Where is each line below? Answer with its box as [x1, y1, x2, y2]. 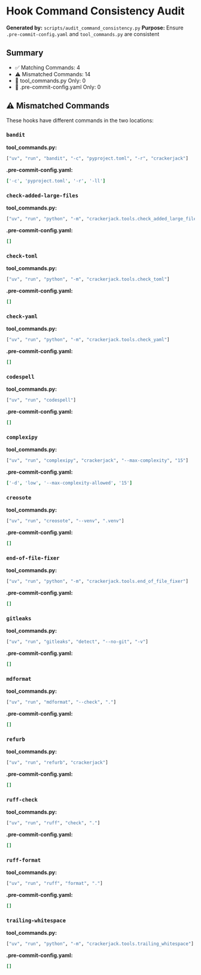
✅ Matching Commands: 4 [14, 64, 81, 71]
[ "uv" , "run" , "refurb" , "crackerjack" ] [6, 759, 109, 766]
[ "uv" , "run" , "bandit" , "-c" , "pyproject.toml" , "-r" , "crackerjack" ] [6, 155, 188, 161]
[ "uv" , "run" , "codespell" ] [6, 397, 77, 403]
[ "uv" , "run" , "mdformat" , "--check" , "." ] [6, 699, 117, 705]
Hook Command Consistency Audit [6, 4, 185, 18]
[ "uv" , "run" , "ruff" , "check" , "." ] [6, 820, 100, 826]
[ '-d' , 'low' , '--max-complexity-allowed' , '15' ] [6, 480, 133, 486]
